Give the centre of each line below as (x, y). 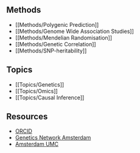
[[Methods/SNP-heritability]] (51, 51)
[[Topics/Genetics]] (40, 84)
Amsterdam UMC (37, 144)
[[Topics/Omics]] (36, 91)
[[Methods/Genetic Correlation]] (55, 44)
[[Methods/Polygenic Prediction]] (57, 24)
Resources (27, 117)
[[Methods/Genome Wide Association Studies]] (74, 31)
